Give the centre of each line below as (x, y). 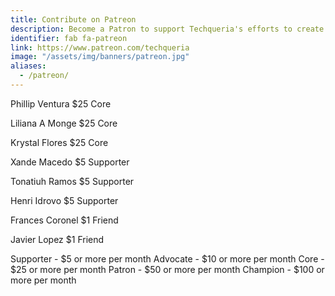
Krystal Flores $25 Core (59, 142)
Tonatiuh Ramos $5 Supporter (72, 181)
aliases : (28, 66)
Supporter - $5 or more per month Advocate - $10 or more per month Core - (167, 258)
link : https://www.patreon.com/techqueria (100, 47)
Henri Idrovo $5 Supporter (64, 200)
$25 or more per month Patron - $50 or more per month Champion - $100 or (167, 269)
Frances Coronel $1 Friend (64, 220)
